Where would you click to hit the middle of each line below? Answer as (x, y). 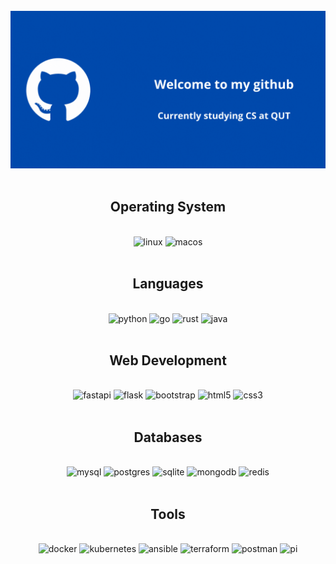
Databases (168, 437)
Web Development (168, 360)
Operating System (168, 207)
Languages (168, 284)
